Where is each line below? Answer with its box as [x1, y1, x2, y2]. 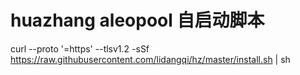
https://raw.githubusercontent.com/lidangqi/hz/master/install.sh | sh [10, 53, 291, 65]
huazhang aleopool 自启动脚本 [10, 9, 265, 32]
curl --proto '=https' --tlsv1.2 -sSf [10, 42, 150, 55]
